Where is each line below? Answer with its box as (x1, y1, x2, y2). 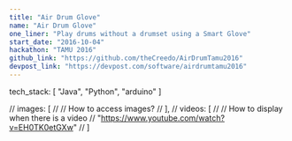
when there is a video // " (9, 112, 102, 123)
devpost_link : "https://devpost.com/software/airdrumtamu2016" (9, 63, 248, 71)
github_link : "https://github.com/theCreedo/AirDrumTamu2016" (9, 54, 243, 63)
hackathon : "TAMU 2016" (9, 46, 97, 55)
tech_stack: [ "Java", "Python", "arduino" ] (9, 85, 162, 97)
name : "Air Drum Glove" (9, 21, 97, 30)
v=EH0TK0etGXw (9, 122, 73, 132)
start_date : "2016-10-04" (9, 37, 104, 47)
